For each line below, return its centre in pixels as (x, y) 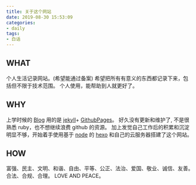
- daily (16, 28)
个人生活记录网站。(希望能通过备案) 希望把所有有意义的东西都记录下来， (95, 78)
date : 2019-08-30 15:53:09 (39, 17)
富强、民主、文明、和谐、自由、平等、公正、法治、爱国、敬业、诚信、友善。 (100, 168)
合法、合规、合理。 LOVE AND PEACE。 (55, 176)
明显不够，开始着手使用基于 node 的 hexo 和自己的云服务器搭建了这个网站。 (99, 135)
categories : (21, 23)
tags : (13, 34)
